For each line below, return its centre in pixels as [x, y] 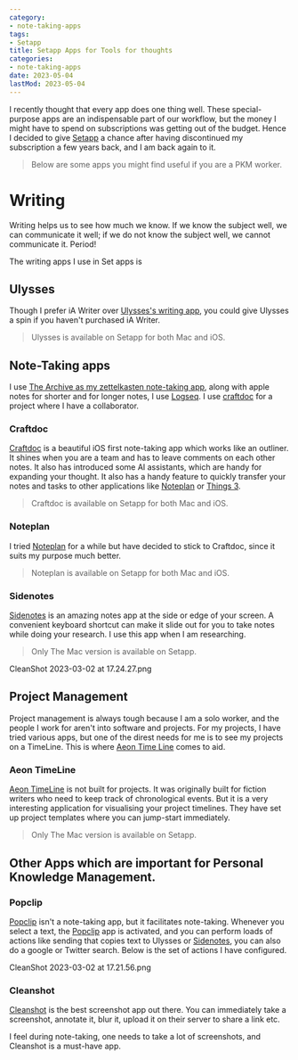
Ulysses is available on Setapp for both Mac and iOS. [128, 337]
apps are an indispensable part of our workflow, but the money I [159, 119]
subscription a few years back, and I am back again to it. [113, 147]
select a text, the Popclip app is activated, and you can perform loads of [141, 931]
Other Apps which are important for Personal [137, 863]
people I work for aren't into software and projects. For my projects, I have [145, 727]
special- [247, 109]
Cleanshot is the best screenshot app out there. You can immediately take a [148, 1010]
